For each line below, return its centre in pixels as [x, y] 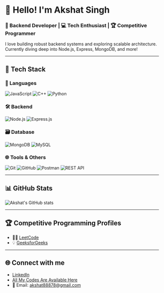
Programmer [20, 34]
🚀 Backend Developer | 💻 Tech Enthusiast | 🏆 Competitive [76, 25]
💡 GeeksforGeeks [30, 242]
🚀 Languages [21, 83]
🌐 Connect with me [35, 263]
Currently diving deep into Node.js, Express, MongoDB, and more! [72, 49]
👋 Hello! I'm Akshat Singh [57, 10]
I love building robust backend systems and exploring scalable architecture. [81, 44]
